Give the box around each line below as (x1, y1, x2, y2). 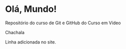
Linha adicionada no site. (5, 39, 56, 45)
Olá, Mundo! (5, 3, 57, 15)
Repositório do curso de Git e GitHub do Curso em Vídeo (5, 20, 121, 26)
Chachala (5, 29, 25, 35)
